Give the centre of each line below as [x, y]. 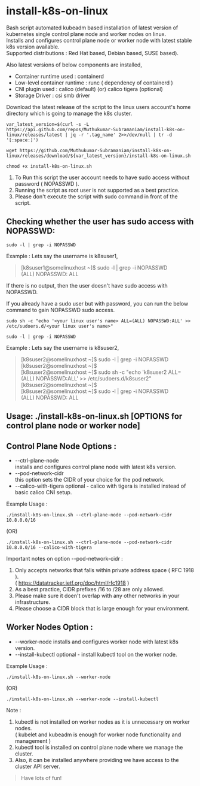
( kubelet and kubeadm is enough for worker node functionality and [98, 734]
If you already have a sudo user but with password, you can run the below [97, 303]
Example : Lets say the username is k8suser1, [62, 256]
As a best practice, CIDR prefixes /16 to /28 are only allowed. [90, 589]
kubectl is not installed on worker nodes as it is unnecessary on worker [102, 722]
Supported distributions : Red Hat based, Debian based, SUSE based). [93, 53]
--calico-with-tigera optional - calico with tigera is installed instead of [100, 486]
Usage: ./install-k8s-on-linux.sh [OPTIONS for [94, 417]
